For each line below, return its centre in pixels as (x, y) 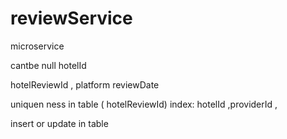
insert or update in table (59, 123)
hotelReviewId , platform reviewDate (85, 84)
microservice (37, 46)
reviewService (71, 18)
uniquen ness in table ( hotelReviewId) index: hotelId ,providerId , (144, 104)
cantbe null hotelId (48, 65)
